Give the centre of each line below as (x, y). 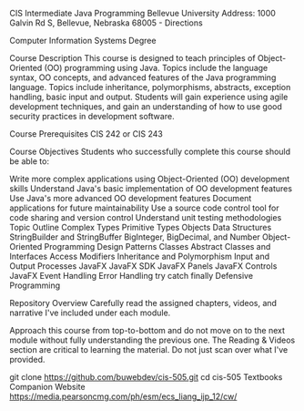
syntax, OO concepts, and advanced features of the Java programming (143, 77)
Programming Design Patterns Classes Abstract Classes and (157, 247)
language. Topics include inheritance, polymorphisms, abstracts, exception (150, 87)
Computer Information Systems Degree (83, 41)
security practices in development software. (92, 116)
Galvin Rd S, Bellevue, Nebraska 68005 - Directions (106, 23)
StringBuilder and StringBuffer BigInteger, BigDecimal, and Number (135, 237)
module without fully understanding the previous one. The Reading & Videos (152, 340)
